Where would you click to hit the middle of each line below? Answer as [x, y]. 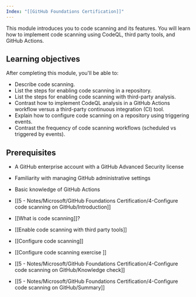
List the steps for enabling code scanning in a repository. [83, 91]
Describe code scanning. [45, 84]
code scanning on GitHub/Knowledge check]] [70, 270]
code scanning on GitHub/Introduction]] [63, 207]
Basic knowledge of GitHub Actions [57, 190]
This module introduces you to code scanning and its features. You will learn [98, 28]
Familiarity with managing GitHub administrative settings [82, 178]
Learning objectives [43, 59]
